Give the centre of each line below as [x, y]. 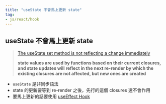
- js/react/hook [22, 19]
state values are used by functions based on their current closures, [89, 63]
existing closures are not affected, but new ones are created [82, 74]
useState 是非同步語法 [35, 84]
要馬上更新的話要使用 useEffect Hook [51, 96]
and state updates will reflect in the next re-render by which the [86, 68]
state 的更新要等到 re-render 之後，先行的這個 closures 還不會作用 [81, 90]
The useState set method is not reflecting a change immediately [84, 53]
